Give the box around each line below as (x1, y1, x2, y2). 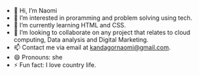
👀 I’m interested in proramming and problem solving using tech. (13, 14, 193, 22)
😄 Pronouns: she (13, 53, 63, 61)
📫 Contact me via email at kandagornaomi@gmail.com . (13, 43, 171, 51)
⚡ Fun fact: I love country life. (13, 61, 96, 68)
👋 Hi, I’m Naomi (13, 7, 57, 14)
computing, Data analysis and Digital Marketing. (13, 36, 149, 44)
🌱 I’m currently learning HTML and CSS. (13, 21, 127, 29)
